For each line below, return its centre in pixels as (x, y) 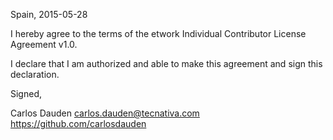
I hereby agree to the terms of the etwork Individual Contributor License (158, 33)
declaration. (35, 74)
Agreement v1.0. (44, 44)
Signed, (26, 93)
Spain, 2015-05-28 (49, 14)
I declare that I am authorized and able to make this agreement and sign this (166, 63)
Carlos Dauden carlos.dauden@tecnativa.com (105, 113)
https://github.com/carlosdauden (78, 123)
